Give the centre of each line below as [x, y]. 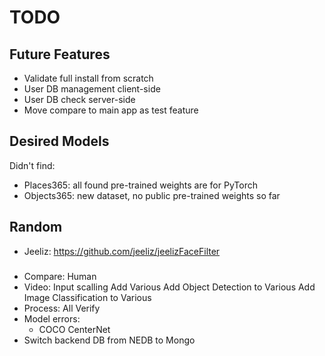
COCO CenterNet [74, 329]
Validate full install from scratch [88, 78]
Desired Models [59, 141]
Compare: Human [60, 276]
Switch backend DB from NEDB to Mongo [109, 340]
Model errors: [52, 318]
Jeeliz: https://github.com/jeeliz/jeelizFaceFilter [122, 251]
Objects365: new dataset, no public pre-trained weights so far [152, 195]
